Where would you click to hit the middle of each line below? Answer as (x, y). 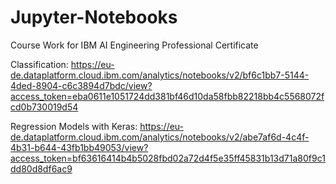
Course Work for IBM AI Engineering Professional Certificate (134, 45)
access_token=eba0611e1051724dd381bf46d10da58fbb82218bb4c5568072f (167, 96)
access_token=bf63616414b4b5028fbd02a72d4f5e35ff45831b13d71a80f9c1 (168, 158)
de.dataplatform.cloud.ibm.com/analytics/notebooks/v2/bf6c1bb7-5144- (160, 75)
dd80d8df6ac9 (41, 168)
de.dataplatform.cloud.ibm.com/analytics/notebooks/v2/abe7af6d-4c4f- (160, 137)
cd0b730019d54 (44, 107)
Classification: (39, 64)
